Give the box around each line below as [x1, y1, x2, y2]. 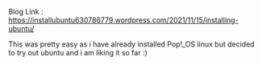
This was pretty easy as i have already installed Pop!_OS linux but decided [8, 39, 256, 49]
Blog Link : [8, 7, 44, 16]
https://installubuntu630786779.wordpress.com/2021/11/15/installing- [8, 15, 239, 25]
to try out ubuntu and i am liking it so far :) [8, 48, 148, 57]
